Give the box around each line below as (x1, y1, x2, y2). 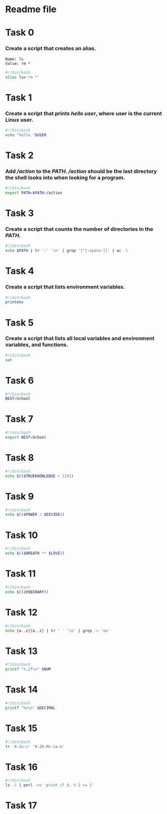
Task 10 (5, 529, 38, 541)
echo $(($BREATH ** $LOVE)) (5, 551, 65, 556)
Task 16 (5, 761, 38, 773)
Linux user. (5, 116, 34, 123)
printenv (5, 300, 24, 305)
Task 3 (5, 207, 34, 219)
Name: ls (5, 56, 24, 61)
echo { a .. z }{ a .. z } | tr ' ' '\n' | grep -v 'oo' (5, 628, 110, 633)
